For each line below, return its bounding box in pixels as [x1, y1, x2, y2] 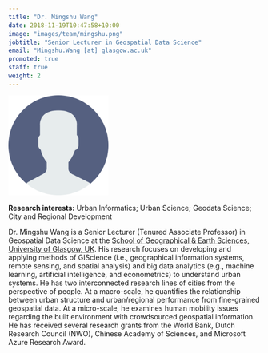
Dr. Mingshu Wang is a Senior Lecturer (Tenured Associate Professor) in [8, 227, 246, 236]
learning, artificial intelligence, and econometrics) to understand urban [8, 269, 242, 279]
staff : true [8, 64, 48, 72]
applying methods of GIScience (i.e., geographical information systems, [8, 252, 245, 262]
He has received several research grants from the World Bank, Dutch [8, 320, 235, 330]
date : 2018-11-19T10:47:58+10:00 [8, 21, 120, 30]
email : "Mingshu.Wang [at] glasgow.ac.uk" [8, 46, 152, 55]
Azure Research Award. [8, 337, 86, 347]
